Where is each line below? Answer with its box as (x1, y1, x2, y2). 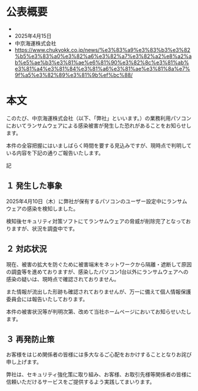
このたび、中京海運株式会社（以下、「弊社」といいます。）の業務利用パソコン (6, 115, 192, 122)
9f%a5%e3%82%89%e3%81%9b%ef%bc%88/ (14, 71, 133, 79)
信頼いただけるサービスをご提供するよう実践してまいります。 (6, 379, 155, 386)
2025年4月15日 (14, 32, 52, 39)
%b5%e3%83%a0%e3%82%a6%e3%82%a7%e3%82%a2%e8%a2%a (14, 53, 192, 60)
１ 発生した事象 (6, 181, 62, 191)
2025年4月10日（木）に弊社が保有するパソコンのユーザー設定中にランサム (6, 197, 187, 204)
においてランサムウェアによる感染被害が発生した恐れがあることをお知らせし (6, 122, 192, 129)
